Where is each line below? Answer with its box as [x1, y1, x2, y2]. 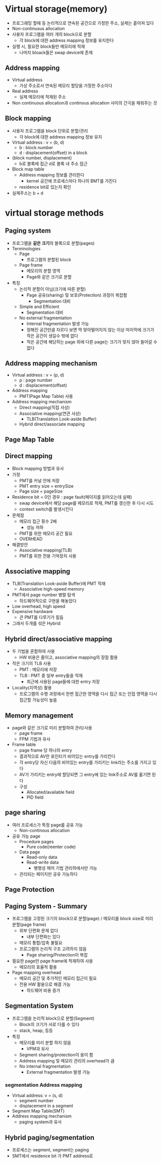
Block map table [12, 166, 44, 172]
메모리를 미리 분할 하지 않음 [19, 1040, 71, 1045]
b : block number [19, 144, 53, 150]
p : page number [19, 377, 53, 383]
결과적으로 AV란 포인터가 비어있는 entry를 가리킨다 [19, 753, 116, 759]
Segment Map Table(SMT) [12, 1108, 65, 1114]
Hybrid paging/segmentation [5, 1133, 95, 1142]
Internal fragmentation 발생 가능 [26, 321, 89, 326]
